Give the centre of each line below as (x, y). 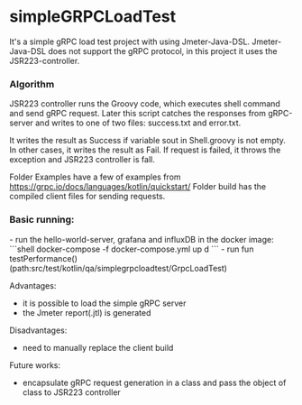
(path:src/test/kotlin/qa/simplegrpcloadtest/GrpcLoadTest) (119, 268)
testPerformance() (44, 258)
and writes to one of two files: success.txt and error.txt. (138, 123)
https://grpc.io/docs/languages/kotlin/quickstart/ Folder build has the (138, 187)
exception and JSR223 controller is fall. (82, 160)
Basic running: (42, 220)
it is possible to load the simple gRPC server (104, 303)
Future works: (35, 365)
